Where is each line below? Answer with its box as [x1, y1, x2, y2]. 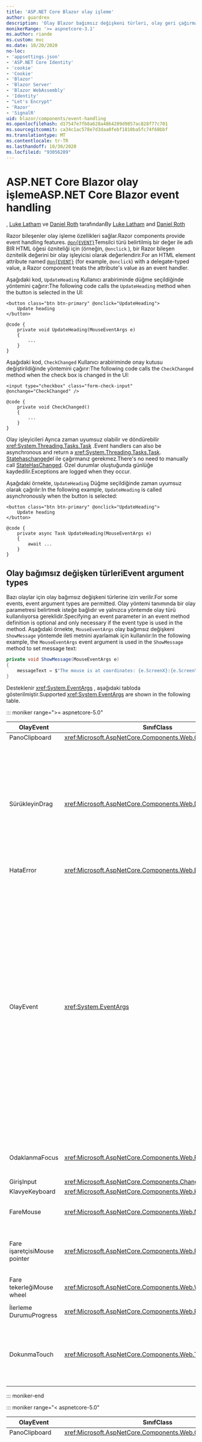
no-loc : [6, 48, 26, 54]
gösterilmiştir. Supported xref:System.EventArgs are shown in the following [6, 690, 191, 697]
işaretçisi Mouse [9, 1247, 54, 1255]
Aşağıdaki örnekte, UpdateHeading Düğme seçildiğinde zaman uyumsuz [6, 480, 182, 487]
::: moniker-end [6, 1392, 44, 1399]
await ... [28, 541, 52, 547]
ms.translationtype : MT [6, 132, 66, 139]
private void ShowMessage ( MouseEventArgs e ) [6, 656, 120, 662]
